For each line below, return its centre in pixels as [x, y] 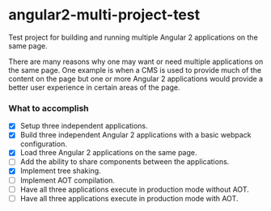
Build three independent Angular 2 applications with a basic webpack [135, 135]
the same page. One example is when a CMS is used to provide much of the [135, 70]
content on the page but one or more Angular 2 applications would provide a [136, 78]
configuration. [43, 144]
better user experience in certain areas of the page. [94, 87]
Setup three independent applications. [84, 126]
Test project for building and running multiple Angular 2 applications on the [133, 37]
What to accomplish [49, 108]
